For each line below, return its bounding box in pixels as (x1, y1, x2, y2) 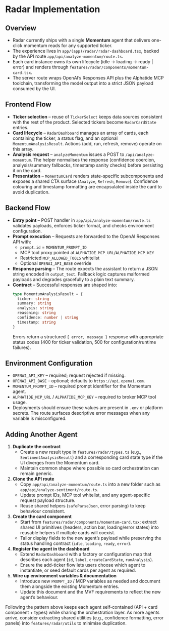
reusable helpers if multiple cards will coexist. (20, 530, 116, 536)
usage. (12, 399, 27, 406)
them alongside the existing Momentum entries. (20, 583, 120, 589)
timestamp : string (17, 320, 56, 325)
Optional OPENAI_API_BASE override (20, 260, 92, 266)
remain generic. (20, 470, 53, 477)
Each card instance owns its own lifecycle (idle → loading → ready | (12, 59, 153, 64)
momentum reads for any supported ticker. (23, 43, 112, 49)
